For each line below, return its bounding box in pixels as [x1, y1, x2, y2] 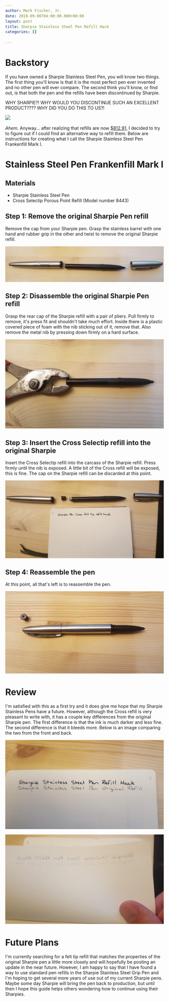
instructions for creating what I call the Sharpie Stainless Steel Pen [5, 136, 143, 142]
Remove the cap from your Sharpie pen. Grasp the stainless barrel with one [5, 225, 161, 231]
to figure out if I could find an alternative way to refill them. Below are [5, 130, 148, 136]
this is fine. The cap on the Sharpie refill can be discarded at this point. [5, 470, 152, 476]
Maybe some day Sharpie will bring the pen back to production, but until [5, 980, 155, 986]
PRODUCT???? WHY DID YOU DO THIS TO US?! [5, 105, 105, 111]
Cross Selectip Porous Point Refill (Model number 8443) [12, 197, 129, 204]
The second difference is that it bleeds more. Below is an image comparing [5, 724, 161, 730]
